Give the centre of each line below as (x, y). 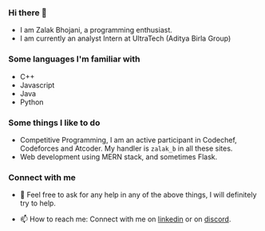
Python (32, 102)
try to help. (38, 203)
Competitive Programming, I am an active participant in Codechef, (128, 139)
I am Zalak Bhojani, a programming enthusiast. (96, 30)
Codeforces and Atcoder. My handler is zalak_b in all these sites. (126, 148)
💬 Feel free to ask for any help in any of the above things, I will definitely (138, 195)
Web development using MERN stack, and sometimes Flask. (119, 157)
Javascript (37, 85)
